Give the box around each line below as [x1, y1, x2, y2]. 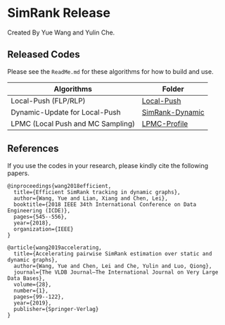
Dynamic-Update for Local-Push [11, 107, 121, 117]
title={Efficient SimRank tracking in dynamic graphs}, [13, 189, 181, 196]
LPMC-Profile [141, 118, 188, 128]
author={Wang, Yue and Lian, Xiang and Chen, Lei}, [13, 195, 169, 202]
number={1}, [13, 287, 49, 294]
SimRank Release [7, 5, 111, 21]
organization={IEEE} [13, 225, 74, 233]
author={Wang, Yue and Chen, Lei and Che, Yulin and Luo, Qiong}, [13, 262, 212, 269]
